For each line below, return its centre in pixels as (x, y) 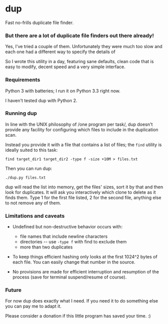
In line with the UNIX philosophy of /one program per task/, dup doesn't (79, 124)
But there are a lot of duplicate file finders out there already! (80, 36)
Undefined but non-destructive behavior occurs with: (67, 227)
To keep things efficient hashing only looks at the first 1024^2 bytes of (85, 257)
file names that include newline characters (64, 236)
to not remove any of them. (33, 203)
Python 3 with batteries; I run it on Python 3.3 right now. (63, 91)
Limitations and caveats (35, 216)
